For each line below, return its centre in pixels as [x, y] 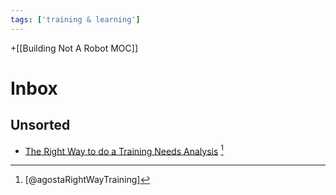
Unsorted [40, 125]
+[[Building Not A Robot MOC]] [74, 48]
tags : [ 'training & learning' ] [75, 19]
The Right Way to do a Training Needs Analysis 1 [124, 150]
